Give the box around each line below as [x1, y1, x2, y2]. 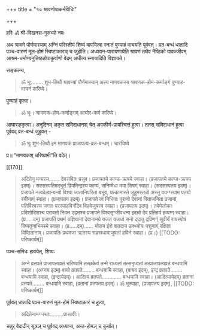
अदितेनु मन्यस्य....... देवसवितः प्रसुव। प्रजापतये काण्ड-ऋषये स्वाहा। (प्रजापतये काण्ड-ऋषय [20, 175, 192, 182]
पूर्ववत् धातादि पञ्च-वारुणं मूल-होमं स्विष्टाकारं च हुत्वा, [6, 299, 106, 306]
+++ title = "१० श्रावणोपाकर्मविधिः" [6, 6, 77, 13]
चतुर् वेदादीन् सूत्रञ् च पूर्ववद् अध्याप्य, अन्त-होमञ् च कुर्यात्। [6, 323, 118, 329]
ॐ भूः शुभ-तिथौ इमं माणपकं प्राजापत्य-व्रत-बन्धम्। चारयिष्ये [20, 140, 129, 146]
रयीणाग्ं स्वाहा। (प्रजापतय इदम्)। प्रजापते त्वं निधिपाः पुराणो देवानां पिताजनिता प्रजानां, [20, 196, 178, 203]
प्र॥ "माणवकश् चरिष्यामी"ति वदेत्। [6, 152, 71, 158]
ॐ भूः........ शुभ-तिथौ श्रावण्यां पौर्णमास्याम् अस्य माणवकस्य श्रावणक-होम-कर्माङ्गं [20, 78, 171, 85]
